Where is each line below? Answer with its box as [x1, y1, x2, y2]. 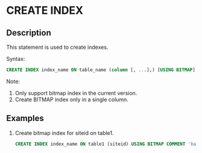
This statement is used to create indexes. [6, 43, 109, 51]
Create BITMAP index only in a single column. [14, 96, 128, 103]
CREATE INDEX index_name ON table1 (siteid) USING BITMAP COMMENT [14, 141, 186, 147]
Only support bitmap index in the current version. [14, 89, 137, 96]
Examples [6, 113, 44, 123]
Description [6, 28, 51, 38]
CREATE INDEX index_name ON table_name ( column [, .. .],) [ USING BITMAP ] [6, 67, 196, 73]
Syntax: [6, 55, 25, 62]
